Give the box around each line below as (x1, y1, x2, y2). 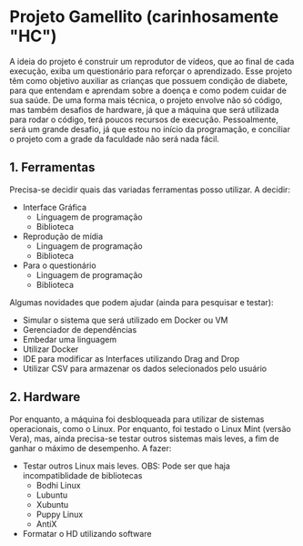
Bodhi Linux (35, 479, 81, 490)
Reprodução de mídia (22, 231, 104, 242)
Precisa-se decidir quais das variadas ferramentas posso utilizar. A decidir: (9, 184, 291, 195)
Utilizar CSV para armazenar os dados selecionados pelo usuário (22, 363, 267, 374)
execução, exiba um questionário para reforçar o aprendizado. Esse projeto (9, 66, 293, 77)
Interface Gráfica (22, 201, 86, 212)
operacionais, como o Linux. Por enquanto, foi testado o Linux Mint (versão (9, 423, 291, 434)
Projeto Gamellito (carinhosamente (9, 6, 279, 27)
